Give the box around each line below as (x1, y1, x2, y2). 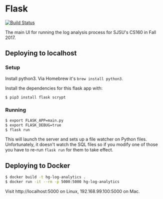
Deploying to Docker (5, 161, 70, 170)
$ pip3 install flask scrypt (5, 94, 66, 100)
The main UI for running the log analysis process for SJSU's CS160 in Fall (5, 29, 156, 35)
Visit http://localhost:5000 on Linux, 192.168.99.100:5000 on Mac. (5, 188, 140, 194)
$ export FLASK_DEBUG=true (5, 122, 61, 127)
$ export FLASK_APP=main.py (5, 118, 64, 123)
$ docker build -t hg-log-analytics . (5, 174, 86, 180)
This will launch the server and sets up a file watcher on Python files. (5, 136, 147, 142)
